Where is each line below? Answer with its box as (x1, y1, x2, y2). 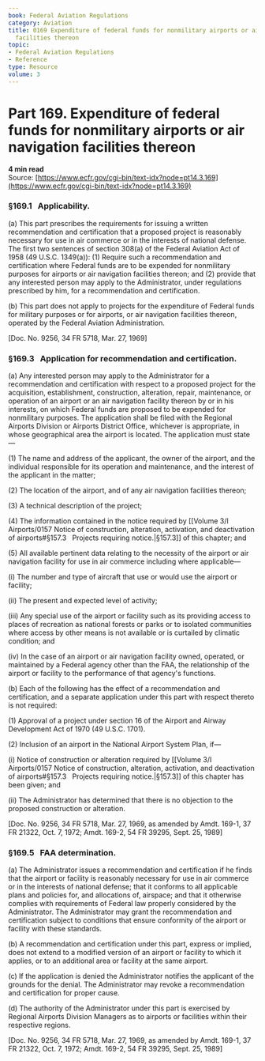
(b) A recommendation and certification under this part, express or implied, (8, 939, 252, 949)
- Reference (8, 56, 47, 64)
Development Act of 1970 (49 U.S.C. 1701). (8, 724, 146, 734)
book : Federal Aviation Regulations (8, 11, 129, 20)
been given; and (8, 780, 61, 790)
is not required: (8, 700, 58, 710)
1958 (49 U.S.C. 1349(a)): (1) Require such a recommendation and (8, 252, 222, 262)
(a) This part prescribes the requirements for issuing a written (8, 218, 209, 228)
